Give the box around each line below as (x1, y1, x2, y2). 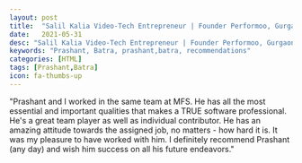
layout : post (9, 13, 58, 22)
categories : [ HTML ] (9, 55, 83, 64)
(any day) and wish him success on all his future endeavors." (9, 143, 235, 154)
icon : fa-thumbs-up (9, 72, 83, 81)
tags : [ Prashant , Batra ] (9, 64, 99, 73)
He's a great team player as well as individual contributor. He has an (9, 115, 261, 125)
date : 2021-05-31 (9, 30, 83, 39)
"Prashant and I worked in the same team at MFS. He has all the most (9, 96, 266, 107)
